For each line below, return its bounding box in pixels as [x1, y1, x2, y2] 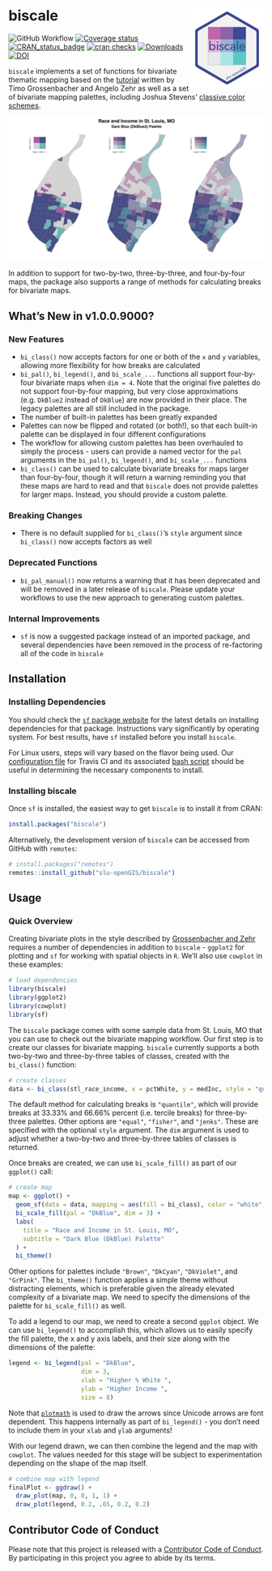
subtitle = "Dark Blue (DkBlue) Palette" [23, 1235, 164, 1243]
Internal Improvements [8, 613, 100, 624]
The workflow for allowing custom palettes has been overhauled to [19, 438, 244, 448]
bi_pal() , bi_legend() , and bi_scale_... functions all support [19, 369, 227, 379]
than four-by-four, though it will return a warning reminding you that [19, 472, 247, 482]
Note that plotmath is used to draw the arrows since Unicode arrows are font [8, 1408, 264, 1418]
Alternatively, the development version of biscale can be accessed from [8, 835, 249, 844]
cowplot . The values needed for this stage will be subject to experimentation [8, 1449, 262, 1459]
